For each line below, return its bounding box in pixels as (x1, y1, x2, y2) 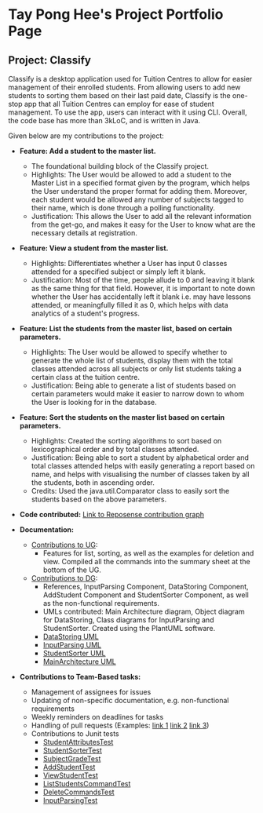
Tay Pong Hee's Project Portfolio (8, 5, 224, 24)
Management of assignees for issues (31, 687, 152, 696)
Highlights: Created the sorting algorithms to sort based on (31, 436, 222, 445)
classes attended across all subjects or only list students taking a (31, 364, 242, 374)
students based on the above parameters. (31, 494, 167, 504)
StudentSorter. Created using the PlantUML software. (42, 624, 216, 633)
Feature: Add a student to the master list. (19, 147, 157, 155)
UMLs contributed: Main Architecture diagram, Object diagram (42, 607, 245, 616)
